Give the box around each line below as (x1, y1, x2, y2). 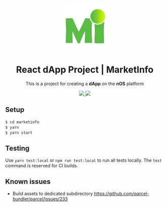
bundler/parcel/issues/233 (12, 196, 68, 202)
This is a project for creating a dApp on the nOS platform (25, 81, 144, 87)
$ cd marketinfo (5, 120, 39, 125)
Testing (5, 144, 30, 152)
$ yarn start (5, 130, 33, 135)
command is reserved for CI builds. (5, 163, 78, 169)
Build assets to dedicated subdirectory (12, 190, 93, 197)
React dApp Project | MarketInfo (16, 64, 154, 75)
